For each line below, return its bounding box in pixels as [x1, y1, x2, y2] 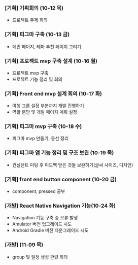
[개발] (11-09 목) [5, 241, 44, 248]
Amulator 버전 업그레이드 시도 [12, 221, 72, 227]
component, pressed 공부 [12, 188, 65, 194]
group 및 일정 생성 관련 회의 [12, 254, 68, 260]
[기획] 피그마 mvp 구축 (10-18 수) [5, 123, 82, 130]
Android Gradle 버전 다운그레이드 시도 [12, 227, 89, 234]
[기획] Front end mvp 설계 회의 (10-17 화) [5, 90, 102, 97]
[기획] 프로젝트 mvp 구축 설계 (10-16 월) [5, 57, 97, 64]
